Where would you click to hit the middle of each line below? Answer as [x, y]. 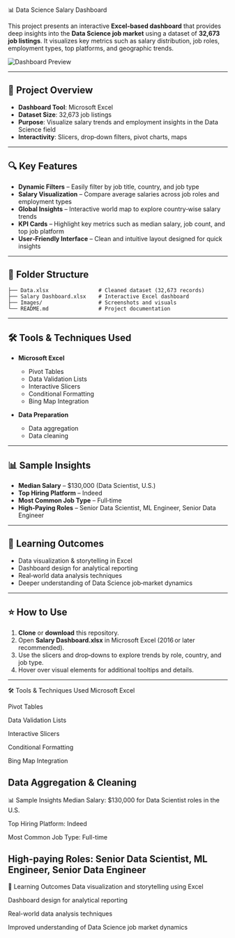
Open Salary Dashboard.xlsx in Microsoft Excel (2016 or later [106, 640]
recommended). [41, 647]
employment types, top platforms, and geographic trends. [91, 48]
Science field [37, 129]
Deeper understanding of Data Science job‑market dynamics [105, 583]
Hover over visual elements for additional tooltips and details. [106, 670]
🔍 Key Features [43, 166]
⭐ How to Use [38, 613]
